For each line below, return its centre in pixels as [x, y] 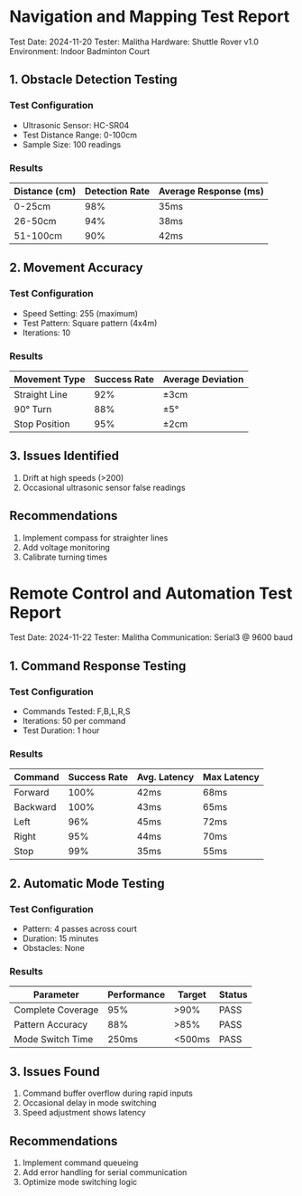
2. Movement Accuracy [76, 268]
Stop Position [42, 424]
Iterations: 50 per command [74, 721]
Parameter [56, 994]
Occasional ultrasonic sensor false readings [104, 487]
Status [233, 994]
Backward [35, 807]
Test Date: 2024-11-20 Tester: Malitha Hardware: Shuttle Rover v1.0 [134, 42]
